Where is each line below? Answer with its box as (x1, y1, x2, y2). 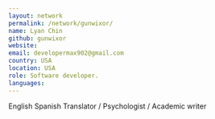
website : (8, 42, 38, 50)
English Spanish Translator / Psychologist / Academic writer (8, 101, 207, 111)
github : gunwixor (8, 34, 67, 43)
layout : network (8, 11, 63, 20)
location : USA (8, 64, 56, 72)
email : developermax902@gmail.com (8, 49, 125, 57)
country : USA (8, 57, 52, 65)
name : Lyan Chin (8, 27, 63, 35)
